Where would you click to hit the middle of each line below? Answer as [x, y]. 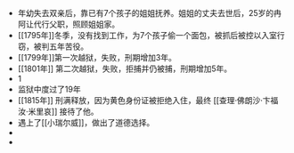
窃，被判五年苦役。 [53, 46]
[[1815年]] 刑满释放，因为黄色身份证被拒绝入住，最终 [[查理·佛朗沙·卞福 [148, 100]
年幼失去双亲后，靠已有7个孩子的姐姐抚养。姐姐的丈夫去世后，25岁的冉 [150, 13]
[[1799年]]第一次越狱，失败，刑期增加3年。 [97, 57]
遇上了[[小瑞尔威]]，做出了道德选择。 [86, 122]
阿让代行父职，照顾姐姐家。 [69, 24]
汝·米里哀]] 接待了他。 [58, 111]
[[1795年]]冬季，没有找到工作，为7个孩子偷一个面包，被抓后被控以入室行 [151, 35]
